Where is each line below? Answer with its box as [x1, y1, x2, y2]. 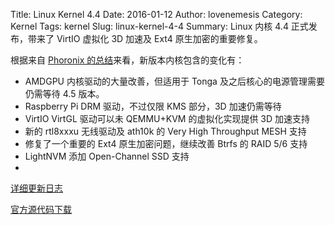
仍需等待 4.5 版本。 [24, 88, 105, 99]
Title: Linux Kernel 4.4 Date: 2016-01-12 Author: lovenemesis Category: [10, 9, 303, 20]
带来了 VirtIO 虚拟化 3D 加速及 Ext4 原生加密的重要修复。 [27, 33, 263, 44]
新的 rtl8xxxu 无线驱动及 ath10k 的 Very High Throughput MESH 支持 [24, 125, 307, 137]
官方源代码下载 [10, 204, 72, 215]
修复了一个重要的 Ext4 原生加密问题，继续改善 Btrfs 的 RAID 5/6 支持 [24, 138, 308, 149]
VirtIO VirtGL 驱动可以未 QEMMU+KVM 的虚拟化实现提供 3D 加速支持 [24, 113, 311, 124]
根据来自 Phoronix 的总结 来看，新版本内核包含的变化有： [10, 54, 245, 66]
